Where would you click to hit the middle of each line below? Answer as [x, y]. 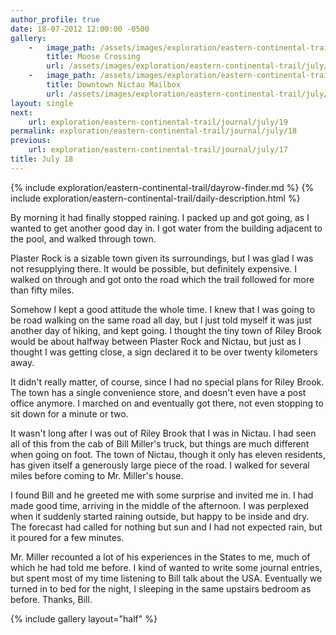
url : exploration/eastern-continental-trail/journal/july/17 [158, 150]
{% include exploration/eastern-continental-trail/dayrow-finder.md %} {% [162, 187]
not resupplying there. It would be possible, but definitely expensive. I [154, 268]
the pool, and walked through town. [83, 238]
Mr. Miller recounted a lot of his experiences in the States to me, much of [160, 557]
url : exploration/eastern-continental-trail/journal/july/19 [158, 122]
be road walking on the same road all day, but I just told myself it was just [161, 320]
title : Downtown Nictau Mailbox [114, 85]
